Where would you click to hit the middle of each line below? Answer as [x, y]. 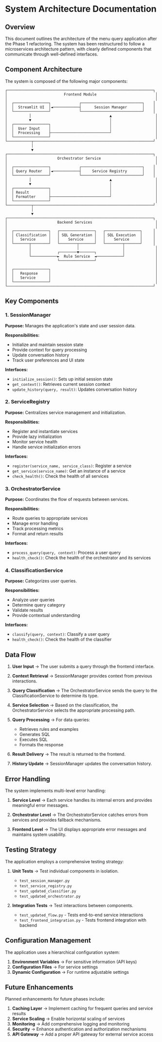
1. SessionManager [28, 315]
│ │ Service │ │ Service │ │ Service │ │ [80, 239]
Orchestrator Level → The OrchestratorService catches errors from [80, 815]
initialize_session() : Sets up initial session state [62, 379]
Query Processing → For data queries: [51, 720]
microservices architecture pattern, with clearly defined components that [78, 49]
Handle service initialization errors [46, 447]
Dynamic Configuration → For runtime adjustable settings [70, 972]
